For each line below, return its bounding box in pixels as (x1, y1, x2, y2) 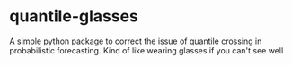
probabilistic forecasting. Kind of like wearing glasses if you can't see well (9, 45, 284, 55)
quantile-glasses (9, 6, 139, 27)
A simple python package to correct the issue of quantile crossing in (9, 36, 262, 46)
